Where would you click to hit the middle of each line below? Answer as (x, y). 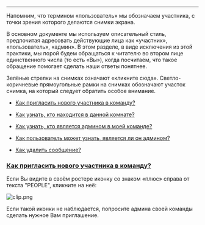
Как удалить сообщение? (48, 150)
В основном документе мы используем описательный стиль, (86, 34)
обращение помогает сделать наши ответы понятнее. (77, 66)
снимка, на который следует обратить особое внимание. (81, 91)
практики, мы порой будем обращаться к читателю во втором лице (95, 53)
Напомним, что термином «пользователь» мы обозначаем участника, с (101, 16)
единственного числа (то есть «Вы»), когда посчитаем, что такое (92, 60)
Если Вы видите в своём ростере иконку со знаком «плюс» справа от (98, 179)
